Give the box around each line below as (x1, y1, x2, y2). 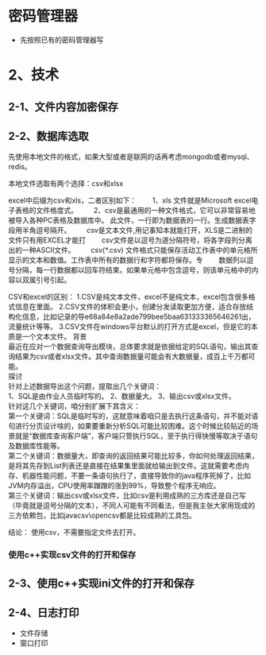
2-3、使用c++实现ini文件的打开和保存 (8, 576, 195, 590)
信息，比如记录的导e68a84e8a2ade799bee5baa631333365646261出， (21, 312, 256, 322)
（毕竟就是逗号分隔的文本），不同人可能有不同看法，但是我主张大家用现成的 (8, 501, 256, 510)
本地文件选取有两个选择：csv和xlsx (8, 179, 124, 188)
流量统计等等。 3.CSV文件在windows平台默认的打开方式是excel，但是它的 (8, 322, 252, 331)
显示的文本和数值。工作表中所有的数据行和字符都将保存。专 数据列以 (8, 255, 247, 265)
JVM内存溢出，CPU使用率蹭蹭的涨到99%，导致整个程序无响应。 (8, 481, 221, 490)
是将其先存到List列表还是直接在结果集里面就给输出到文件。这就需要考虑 (8, 461, 243, 471)
